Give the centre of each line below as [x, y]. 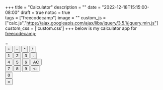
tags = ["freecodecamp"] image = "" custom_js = [55, 18]
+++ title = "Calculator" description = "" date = [53, 7]
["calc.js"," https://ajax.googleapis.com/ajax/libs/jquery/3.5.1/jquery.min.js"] [82, 23]
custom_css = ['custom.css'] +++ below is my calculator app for [71, 28]
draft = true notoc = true [45, 12]
